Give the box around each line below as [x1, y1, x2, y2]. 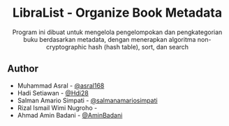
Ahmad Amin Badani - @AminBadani [17, 111, 123, 119]
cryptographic [45, 42, 87, 51]
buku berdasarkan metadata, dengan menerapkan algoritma [23, 35, 196, 43]
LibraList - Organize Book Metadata [13, 5, 222, 21]
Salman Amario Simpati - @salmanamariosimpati [17, 96, 158, 104]
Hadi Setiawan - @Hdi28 [17, 88, 89, 97]
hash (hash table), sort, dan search [88, 42, 189, 51]
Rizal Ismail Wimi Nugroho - [17, 103, 98, 112]
